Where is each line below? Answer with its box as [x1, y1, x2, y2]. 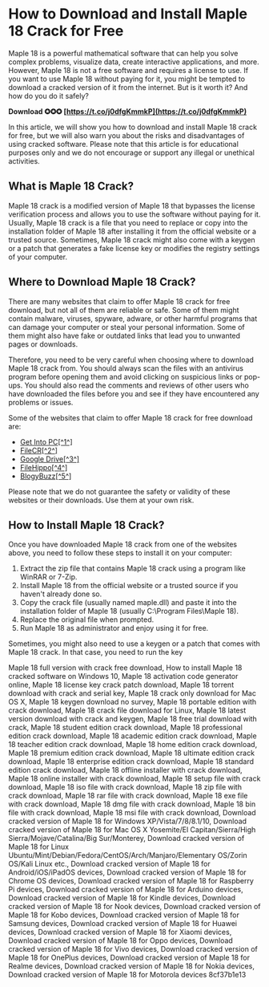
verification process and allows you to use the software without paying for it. [8, 209, 261, 219]
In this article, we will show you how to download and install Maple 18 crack [8, 122, 258, 132]
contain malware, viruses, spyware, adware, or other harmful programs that [8, 314, 258, 323]
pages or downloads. [8, 339, 78, 349]
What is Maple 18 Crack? [8, 180, 134, 193]
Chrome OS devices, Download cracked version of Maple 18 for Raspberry [8, 876, 255, 886]
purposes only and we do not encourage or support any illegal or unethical [8, 148, 255, 157]
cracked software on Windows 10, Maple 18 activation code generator [8, 672, 239, 681]
